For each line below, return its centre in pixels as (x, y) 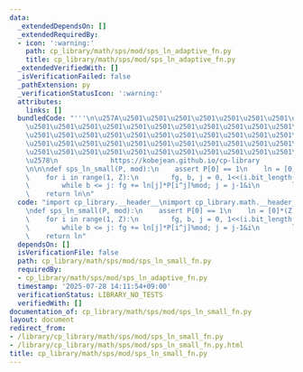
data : (19, 18)
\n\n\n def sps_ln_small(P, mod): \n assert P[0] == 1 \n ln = (153, 169)
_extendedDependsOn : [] (62, 26)
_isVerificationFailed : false (74, 77)
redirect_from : (38, 329)
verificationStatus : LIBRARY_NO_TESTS (91, 294)
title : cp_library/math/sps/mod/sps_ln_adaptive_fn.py (131, 60)
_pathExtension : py (54, 85)
